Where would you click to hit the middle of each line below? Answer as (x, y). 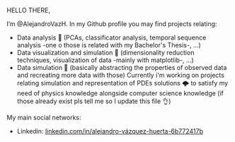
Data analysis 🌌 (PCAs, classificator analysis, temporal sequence (111, 37)
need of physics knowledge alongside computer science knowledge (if (120, 93)
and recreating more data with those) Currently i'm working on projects (120, 75)
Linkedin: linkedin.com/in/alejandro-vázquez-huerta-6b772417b (110, 131)
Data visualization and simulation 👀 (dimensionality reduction (105, 53)
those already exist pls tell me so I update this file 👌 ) (94, 101)
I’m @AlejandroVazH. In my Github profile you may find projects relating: (112, 24)
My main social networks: (44, 117)
